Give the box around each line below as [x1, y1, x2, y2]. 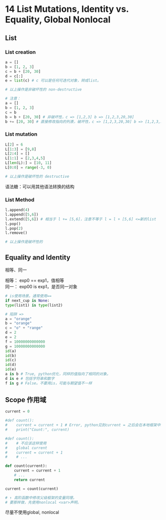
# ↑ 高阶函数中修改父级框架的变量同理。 [5, 495, 77, 500]
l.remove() [5, 230, 28, 236]
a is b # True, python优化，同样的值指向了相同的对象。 [5, 371, 111, 377]
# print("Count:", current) [5, 427, 70, 432]
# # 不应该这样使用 [5, 441, 47, 446]
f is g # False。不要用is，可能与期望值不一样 [5, 380, 92, 386]
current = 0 [5, 409, 30, 414]
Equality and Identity [5, 253, 71, 261]
